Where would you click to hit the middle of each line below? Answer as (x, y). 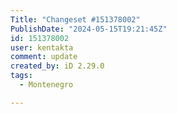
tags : (21, 76)
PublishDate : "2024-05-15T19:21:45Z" (89, 29)
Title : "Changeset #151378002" (75, 19)
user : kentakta (42, 47)
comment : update (44, 57)
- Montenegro (46, 85)
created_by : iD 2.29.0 (57, 66)
